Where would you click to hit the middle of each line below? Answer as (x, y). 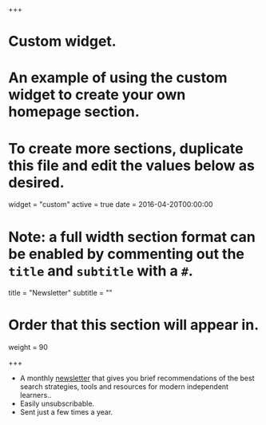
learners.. (36, 395)
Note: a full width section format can (132, 237)
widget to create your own (97, 95)
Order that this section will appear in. (134, 325)
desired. (36, 183)
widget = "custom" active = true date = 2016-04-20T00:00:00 (111, 205)
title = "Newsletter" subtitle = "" (61, 293)
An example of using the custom (118, 78)
